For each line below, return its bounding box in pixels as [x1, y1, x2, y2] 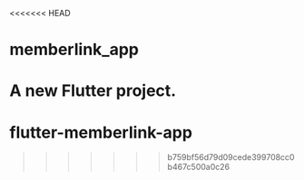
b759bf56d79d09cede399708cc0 [167, 152, 295, 163]
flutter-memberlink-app [9, 122, 193, 143]
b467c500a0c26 [167, 162, 230, 173]
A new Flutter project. [9, 81, 177, 101]
